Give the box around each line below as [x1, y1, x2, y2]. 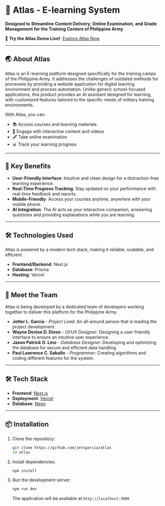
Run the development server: [12, 477, 71, 483]
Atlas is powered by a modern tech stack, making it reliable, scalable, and [5, 247, 154, 253]
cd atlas [12, 450, 30, 455]
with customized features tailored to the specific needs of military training [5, 96, 155, 102]
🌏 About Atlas [5, 55, 51, 63]
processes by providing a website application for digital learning [5, 81, 135, 87]
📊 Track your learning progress [12, 141, 77, 147]
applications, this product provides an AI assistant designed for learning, [5, 91, 152, 97]
